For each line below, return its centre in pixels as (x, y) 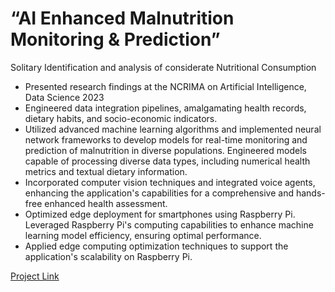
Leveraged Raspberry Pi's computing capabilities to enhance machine (169, 224)
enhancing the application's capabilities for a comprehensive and (159, 193)
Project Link (35, 276)
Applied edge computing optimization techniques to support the (156, 246)
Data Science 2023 (64, 97)
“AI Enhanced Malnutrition (122, 18)
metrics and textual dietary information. (106, 171)
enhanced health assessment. (106, 203)
